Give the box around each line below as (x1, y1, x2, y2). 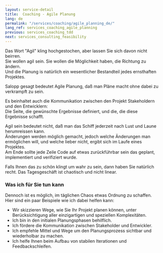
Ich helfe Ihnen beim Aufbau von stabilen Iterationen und (12, 238, 127, 244)
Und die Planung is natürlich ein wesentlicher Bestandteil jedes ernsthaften (5, 69, 157, 74)
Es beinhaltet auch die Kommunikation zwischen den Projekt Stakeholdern (5, 98, 155, 104)
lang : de (5, 16, 23, 21)
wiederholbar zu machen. (12, 233, 64, 239)
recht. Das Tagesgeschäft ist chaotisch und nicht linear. (5, 169, 117, 175)
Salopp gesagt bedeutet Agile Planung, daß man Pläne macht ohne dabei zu (5, 83, 159, 89)
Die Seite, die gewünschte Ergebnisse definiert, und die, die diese (5, 108, 138, 114)
